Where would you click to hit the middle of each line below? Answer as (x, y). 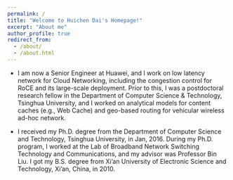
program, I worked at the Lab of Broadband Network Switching (108, 146)
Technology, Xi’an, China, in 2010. (66, 169)
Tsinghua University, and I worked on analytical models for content (114, 103)
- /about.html (34, 53)
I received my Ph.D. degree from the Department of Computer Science (119, 131)
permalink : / (26, 14)
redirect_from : (29, 40)
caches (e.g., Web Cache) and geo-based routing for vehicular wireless (121, 110)
